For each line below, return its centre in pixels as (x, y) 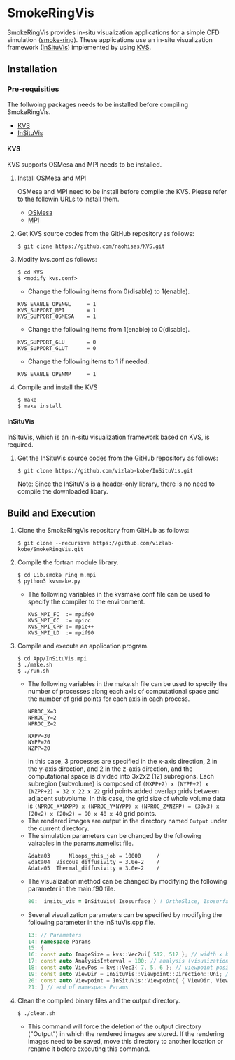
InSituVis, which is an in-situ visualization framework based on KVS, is (108, 437)
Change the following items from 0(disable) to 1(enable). (109, 291)
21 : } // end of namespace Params (78, 987)
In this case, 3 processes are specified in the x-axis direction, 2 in (122, 761)
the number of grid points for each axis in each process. (109, 699)
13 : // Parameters (55, 935)
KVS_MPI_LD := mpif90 (61, 633)
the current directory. (58, 828)
